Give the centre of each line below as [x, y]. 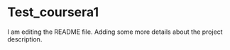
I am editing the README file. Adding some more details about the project [115, 32]
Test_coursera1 [53, 12]
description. [25, 39]
